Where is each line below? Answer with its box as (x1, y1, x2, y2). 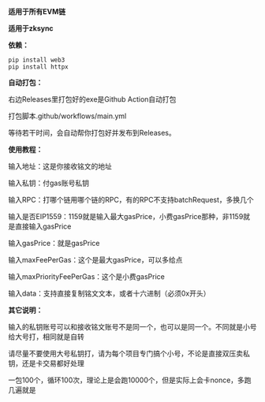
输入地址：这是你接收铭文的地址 (8, 162, 112, 171)
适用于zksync (8, 24, 54, 33)
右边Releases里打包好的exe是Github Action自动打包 (8, 95, 177, 104)
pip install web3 (8, 56, 65, 64)
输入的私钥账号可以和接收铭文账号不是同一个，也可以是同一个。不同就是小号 (8, 322, 257, 331)
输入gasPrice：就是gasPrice (8, 239, 100, 248)
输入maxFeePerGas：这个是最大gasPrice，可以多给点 (8, 255, 183, 264)
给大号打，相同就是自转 (8, 332, 84, 341)
